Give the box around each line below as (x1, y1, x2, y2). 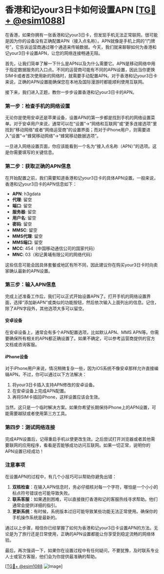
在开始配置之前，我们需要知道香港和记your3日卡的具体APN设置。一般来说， (5, 175, 159, 181)
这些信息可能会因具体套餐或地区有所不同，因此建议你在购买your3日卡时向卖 (5, 262, 158, 267)
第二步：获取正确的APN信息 (5, 163, 71, 170)
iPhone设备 (5, 353, 28, 359)
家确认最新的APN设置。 (5, 268, 53, 274)
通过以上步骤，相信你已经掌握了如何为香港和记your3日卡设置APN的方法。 (5, 525, 154, 531)
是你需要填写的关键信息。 (5, 149, 57, 155)
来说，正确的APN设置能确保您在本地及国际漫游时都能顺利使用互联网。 (5, 79, 147, 84)
